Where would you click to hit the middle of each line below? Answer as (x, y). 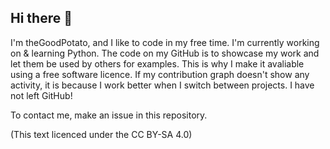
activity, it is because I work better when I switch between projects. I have (162, 85)
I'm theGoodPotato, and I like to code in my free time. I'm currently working (165, 42)
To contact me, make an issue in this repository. (109, 115)
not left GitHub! (41, 95)
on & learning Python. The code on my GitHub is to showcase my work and (165, 53)
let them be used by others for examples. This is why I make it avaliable (157, 63)
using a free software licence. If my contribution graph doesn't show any (160, 74)
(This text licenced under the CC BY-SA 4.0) (101, 134)
